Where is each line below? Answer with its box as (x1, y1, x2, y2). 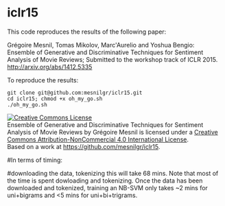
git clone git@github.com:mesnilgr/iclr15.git (7, 89, 143, 96)
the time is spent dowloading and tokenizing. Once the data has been (7, 176, 203, 185)
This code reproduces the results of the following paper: (7, 27, 167, 36)
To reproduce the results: (7, 76, 79, 84)
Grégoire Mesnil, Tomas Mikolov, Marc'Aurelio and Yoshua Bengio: (7, 41, 195, 49)
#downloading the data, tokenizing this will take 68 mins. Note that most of (7, 169, 219, 177)
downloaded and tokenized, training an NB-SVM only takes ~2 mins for (7, 183, 208, 192)
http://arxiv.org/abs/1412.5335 (7, 62, 93, 71)
